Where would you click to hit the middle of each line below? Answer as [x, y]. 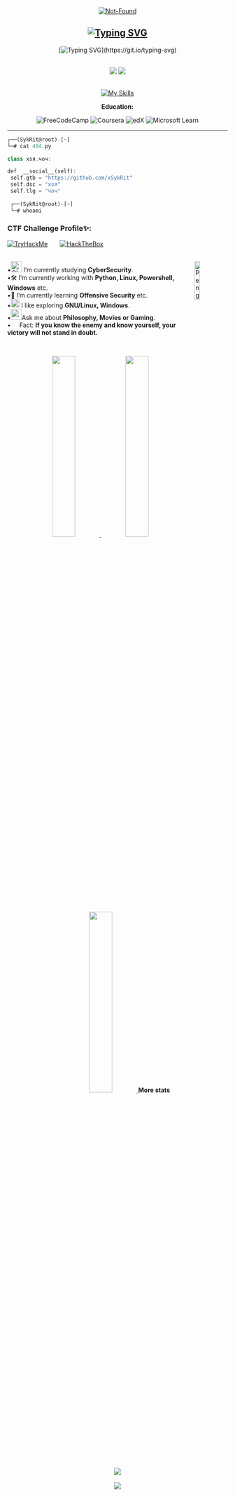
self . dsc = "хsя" [35, 185]
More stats [154, 1090]
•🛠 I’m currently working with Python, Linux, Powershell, [91, 277]
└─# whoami [26, 211]
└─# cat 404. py [29, 146]
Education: [117, 106]
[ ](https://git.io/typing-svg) [117, 50]
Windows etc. [28, 288]
